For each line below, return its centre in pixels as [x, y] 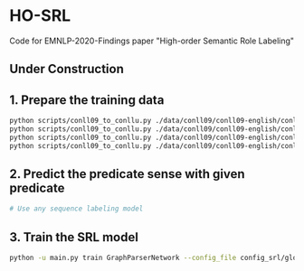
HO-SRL [40, 16]
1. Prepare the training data [87, 100]
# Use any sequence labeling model [76, 209]
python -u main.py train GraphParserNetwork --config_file [123, 258]
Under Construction [66, 69]
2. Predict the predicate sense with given [128, 174]
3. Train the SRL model [74, 237]
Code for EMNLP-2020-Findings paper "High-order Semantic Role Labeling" [152, 41]
